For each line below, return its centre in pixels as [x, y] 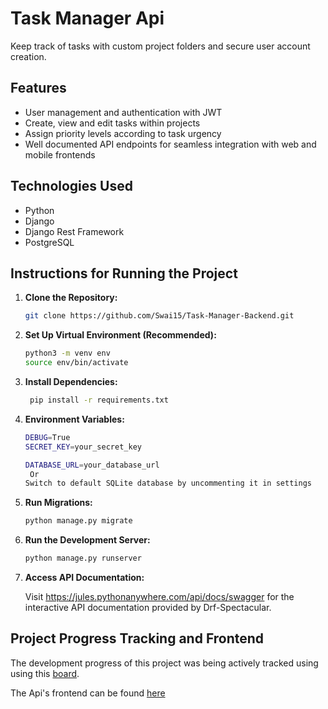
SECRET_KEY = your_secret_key [83, 447]
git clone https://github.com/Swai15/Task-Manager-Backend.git [159, 316]
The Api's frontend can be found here [88, 693]
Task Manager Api [87, 18]
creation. [28, 56]
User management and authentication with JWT [123, 112]
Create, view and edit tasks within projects [112, 123]
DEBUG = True [47, 437]
